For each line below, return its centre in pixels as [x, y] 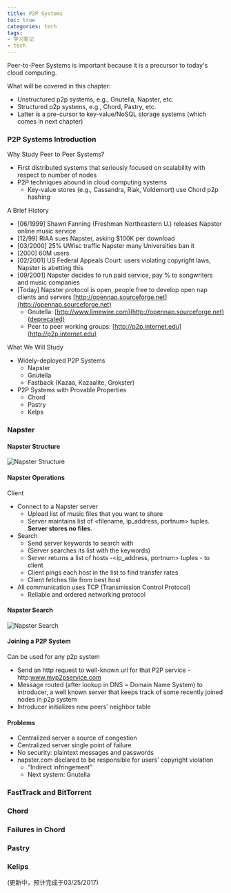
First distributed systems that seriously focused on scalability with [111, 168]
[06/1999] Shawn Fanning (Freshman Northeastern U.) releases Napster [119, 224]
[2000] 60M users [43, 253]
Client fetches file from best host [74, 579]
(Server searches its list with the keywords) [89, 550]
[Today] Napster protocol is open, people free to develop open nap [112, 290]
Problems [21, 722]
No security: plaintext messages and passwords [85, 753]
